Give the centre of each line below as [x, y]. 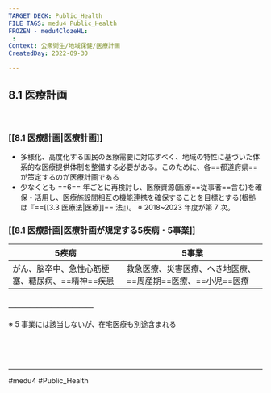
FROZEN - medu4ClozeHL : [48, 31]
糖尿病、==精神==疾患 [71, 281]
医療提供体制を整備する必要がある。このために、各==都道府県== [150, 167]
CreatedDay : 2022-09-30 [48, 53]
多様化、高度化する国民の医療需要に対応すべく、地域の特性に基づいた [136, 157]
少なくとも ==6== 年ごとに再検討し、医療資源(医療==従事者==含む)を [138, 188]
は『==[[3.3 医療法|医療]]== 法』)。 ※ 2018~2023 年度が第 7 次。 [127, 208]
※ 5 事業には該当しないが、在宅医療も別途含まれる [92, 323]
